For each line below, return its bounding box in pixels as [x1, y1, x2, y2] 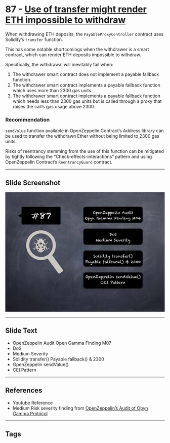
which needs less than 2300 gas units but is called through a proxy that [12, 98, 162, 104]
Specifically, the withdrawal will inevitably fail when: [5, 61, 114, 67]
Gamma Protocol [12, 410, 48, 416]
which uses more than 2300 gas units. [12, 87, 93, 93]
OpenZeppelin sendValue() [12, 361, 69, 368]
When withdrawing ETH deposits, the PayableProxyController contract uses [5, 31, 164, 37]
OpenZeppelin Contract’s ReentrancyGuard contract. [5, 159, 113, 165]
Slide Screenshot [5, 178, 61, 187]
